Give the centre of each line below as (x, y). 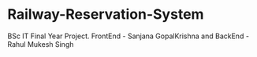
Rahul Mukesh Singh (41, 44)
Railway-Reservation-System (106, 14)
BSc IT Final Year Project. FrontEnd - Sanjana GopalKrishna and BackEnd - (128, 36)
